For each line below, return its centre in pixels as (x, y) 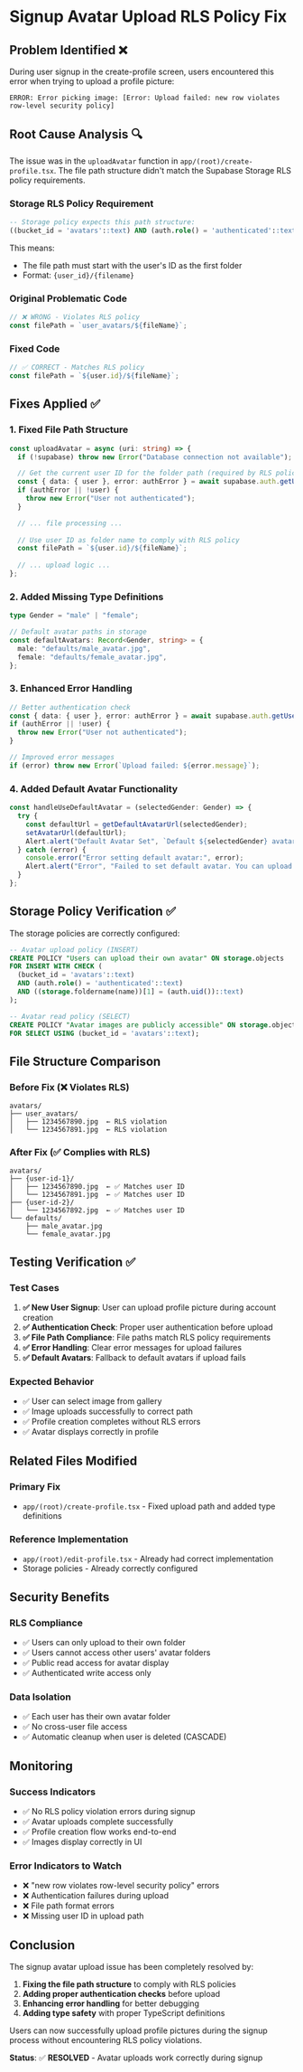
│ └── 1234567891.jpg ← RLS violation (88, 1130)
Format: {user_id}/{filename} (78, 275)
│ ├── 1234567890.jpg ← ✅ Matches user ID (97, 1187)
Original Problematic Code (69, 298)
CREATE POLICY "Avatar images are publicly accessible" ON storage (139, 1025)
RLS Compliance (46, 1623)
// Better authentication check (70, 707)
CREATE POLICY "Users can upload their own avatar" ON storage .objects (147, 958)
